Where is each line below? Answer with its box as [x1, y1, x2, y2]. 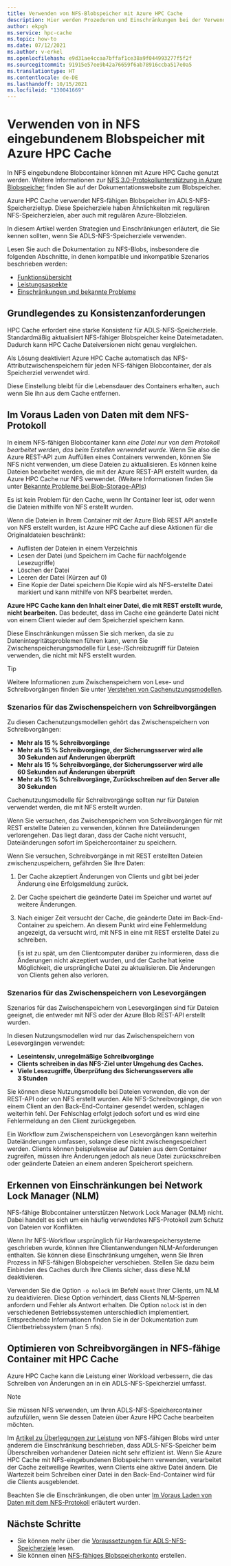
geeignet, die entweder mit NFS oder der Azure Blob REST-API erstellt [7, 1011, 206, 1019]
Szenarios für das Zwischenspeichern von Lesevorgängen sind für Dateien [7, 1004, 219, 1012]
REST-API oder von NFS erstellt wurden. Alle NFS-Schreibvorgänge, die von [7, 1095, 222, 1103]
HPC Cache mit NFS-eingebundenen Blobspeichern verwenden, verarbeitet [7, 1455, 222, 1463]
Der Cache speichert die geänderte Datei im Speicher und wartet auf [16, 893, 212, 901]
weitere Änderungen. [16, 900, 77, 909]
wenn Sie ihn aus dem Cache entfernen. [7, 389, 120, 397]
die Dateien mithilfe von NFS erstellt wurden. [7, 502, 134, 511]
